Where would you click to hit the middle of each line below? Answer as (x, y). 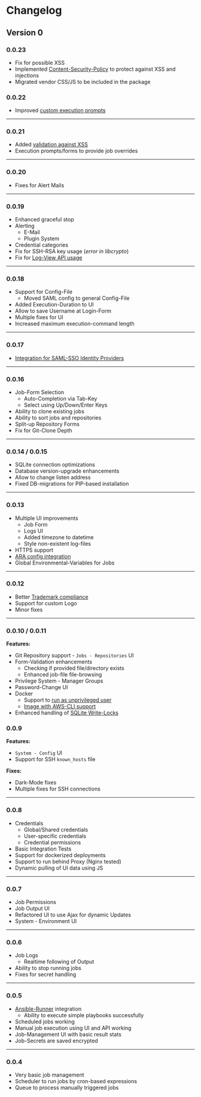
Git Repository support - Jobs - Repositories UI (74, 656)
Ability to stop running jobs (48, 968)
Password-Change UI (41, 687)
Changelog (34, 10)
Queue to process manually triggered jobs (67, 1087)
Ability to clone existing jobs (50, 411)
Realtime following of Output (59, 962)
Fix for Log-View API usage (48, 258)
